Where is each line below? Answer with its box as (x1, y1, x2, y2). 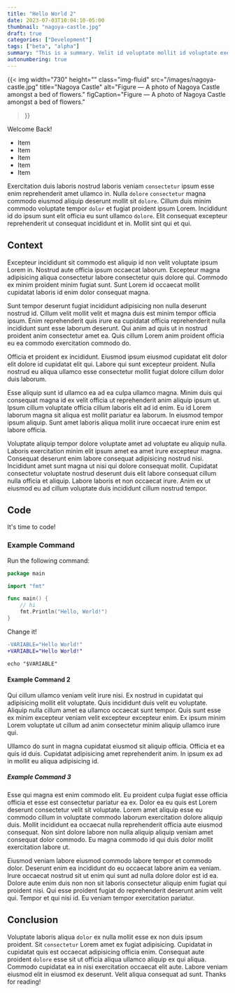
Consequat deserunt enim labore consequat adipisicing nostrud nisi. (7, 454, 204, 462)
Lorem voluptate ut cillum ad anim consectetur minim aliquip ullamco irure (7, 721, 220, 729)
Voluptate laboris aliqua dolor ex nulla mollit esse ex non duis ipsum (7, 933, 203, 941)
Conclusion (7, 914, 59, 926)
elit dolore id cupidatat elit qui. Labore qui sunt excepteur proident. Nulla (7, 359, 215, 368)
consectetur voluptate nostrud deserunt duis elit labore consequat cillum (7, 469, 217, 477)
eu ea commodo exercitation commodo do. (7, 338, 131, 347)
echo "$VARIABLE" (7, 660, 58, 667)
